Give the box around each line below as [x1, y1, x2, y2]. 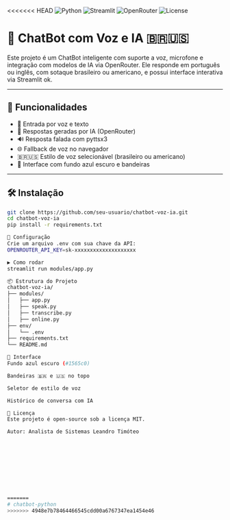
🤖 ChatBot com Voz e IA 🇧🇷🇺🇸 [7, 31, 190, 46]
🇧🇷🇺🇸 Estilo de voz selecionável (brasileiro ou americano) [16, 152, 186, 160]
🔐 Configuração [7, 234, 51, 241]
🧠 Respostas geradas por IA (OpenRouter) [16, 127, 136, 135]
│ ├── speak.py [7, 304, 57, 310]
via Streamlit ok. [7, 75, 53, 84]
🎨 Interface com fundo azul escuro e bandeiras [16, 160, 151, 168]
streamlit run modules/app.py [7, 265, 94, 272]
